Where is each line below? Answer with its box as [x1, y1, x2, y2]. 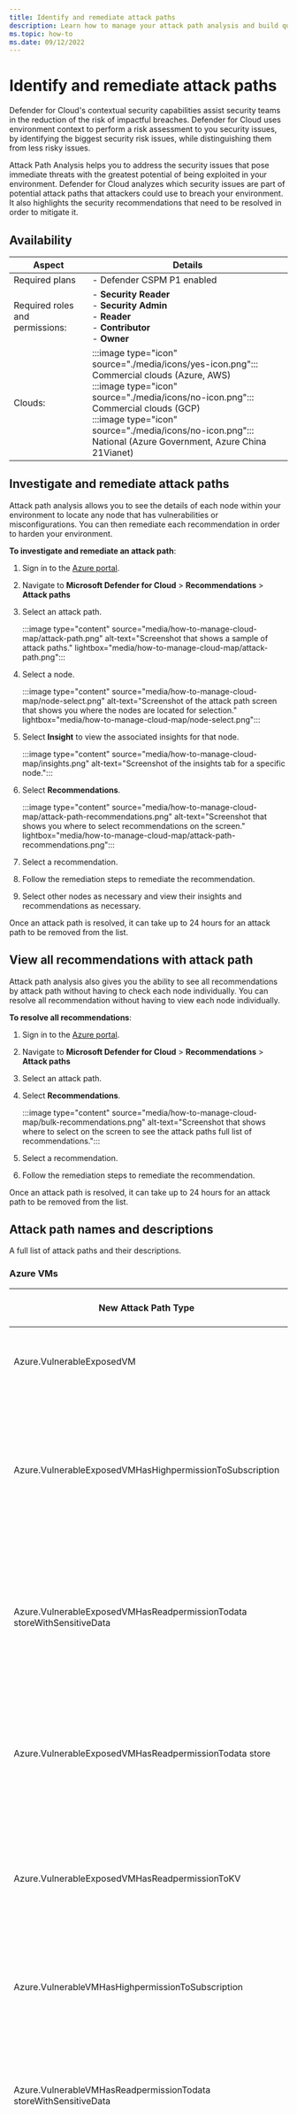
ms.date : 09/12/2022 [9, 37, 86, 47]
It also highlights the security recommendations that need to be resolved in [9, 197, 282, 208]
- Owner [91, 333, 130, 345]
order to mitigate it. [9, 207, 79, 218]
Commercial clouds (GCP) [91, 402, 201, 414]
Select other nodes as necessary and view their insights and [21, 891, 242, 902]
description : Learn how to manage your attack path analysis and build [9, 21, 278, 30]
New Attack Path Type [98, 1301, 195, 1313]
